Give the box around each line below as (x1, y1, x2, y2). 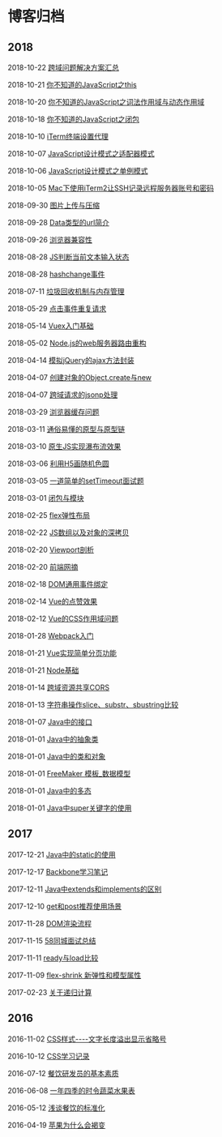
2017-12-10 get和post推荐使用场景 (7, 901, 122, 911)
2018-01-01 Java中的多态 (7, 786, 92, 795)
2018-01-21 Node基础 (7, 665, 79, 675)
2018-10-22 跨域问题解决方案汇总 (7, 62, 119, 72)
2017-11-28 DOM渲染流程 (7, 918, 92, 928)
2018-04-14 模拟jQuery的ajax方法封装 (7, 356, 134, 365)
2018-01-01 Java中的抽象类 (7, 734, 99, 744)
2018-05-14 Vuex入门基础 (7, 321, 94, 331)
